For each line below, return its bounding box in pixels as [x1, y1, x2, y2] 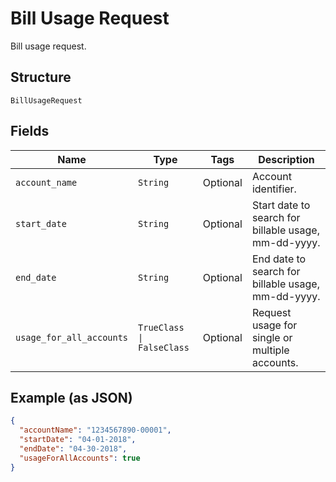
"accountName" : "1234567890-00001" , [19, 425, 172, 436]
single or [251, 330, 293, 344]
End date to [251, 252, 307, 266]
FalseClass [138, 342, 190, 353]
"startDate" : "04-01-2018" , [19, 435, 137, 445]
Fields [10, 123, 50, 140]
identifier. [251, 182, 297, 196]
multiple [251, 343, 290, 357]
